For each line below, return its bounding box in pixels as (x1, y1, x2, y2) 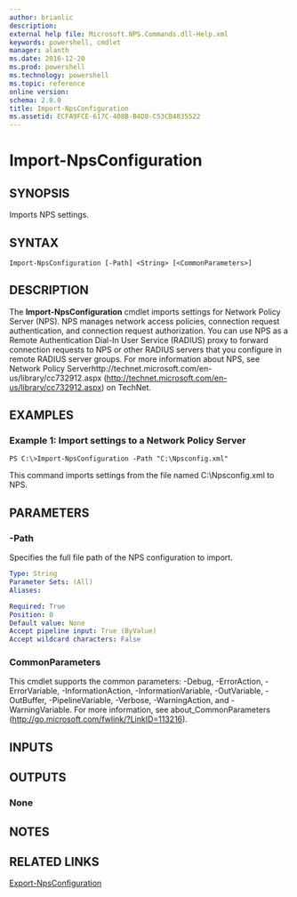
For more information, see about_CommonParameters (74, 704, 271, 716)
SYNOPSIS (9, 186, 70, 201)
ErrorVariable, (9, 685, 60, 696)
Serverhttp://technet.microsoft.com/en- (66, 363, 213, 373)
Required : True (9, 602, 66, 611)
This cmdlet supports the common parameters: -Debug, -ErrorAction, (9, 677, 264, 687)
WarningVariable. (9, 704, 73, 716)
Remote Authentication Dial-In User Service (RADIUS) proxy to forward (9, 334, 269, 345)
